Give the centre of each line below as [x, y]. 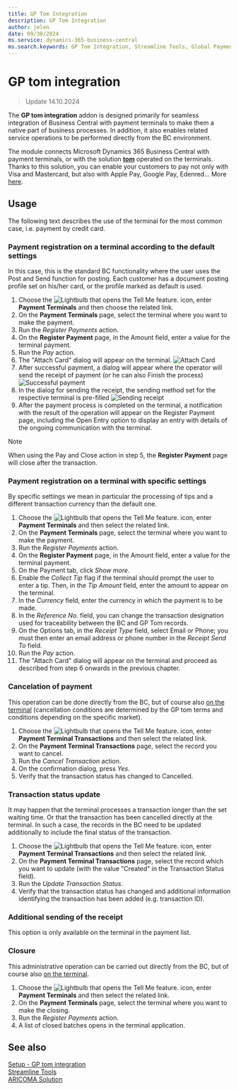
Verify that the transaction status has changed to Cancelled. [106, 776]
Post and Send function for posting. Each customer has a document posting [118, 279]
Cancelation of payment [50, 686]
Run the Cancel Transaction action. [70, 761]
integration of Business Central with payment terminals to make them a [111, 123]
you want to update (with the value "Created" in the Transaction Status [121, 868]
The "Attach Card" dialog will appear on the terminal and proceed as [118, 661]
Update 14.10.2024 [52, 101]
